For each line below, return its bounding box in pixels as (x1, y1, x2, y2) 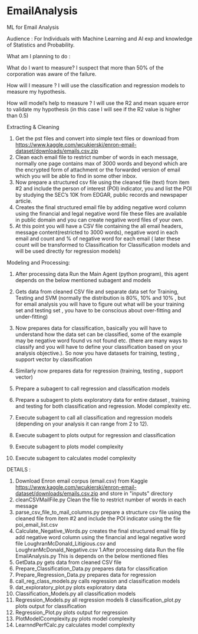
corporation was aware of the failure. (6, 70, 97, 77)
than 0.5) (6, 112, 29, 119)
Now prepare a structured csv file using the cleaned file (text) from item (15, 179, 190, 186)
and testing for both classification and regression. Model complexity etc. (15, 402, 192, 410)
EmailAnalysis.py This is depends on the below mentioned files (15, 552, 169, 559)
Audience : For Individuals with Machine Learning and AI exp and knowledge (6, 35, 193, 42)
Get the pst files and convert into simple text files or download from (15, 134, 179, 142)
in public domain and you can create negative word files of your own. (15, 216, 184, 223)
